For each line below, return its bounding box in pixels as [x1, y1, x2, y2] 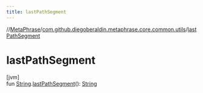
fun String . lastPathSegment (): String [6, 80, 97, 87]
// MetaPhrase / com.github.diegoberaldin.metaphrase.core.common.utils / [6, 26, 188, 33]
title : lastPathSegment [6, 9, 67, 15]
